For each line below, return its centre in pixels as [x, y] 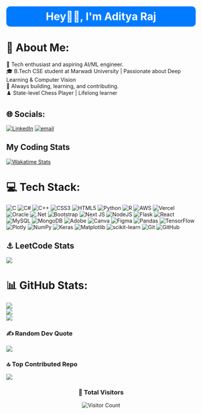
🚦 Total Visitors [101, 392]
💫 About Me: [38, 48]
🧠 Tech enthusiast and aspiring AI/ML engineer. [65, 64]
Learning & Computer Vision [41, 80]
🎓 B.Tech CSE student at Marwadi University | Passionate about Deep [94, 71]
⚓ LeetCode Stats [40, 246]
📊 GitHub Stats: [47, 285]
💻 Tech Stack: [43, 187]
